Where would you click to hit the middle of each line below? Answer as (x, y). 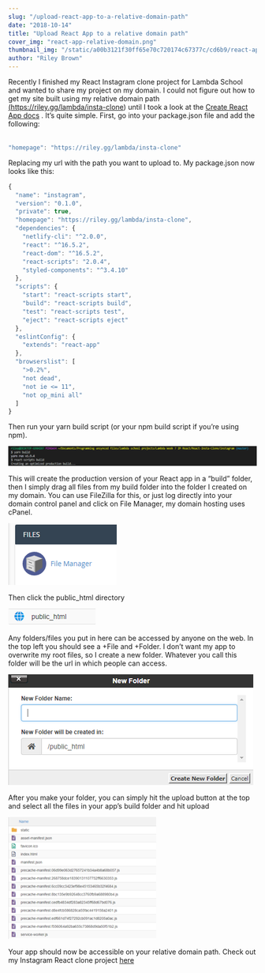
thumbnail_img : (33, 50)
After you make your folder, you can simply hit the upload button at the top (129, 798)
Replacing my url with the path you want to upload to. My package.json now (131, 163)
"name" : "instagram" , (51, 195)
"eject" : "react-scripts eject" (75, 320)
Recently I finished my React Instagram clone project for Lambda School (125, 82)
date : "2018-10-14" (40, 25)
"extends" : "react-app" (62, 345)
